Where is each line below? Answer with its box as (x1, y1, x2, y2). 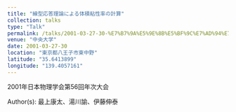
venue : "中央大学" (7, 36, 58, 43)
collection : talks (7, 17, 61, 24)
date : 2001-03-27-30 (7, 43, 68, 50)
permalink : (7, 29, 39, 37)
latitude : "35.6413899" (7, 56, 77, 63)
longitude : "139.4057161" (7, 62, 83, 69)
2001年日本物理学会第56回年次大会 (7, 82, 109, 91)
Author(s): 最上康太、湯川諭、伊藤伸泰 (7, 97, 119, 106)
